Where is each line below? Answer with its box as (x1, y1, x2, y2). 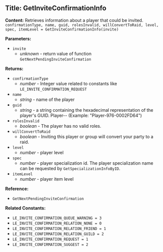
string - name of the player (19, 96, 75, 102)
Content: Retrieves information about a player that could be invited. (5, 17, 144, 23)
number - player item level (19, 176, 74, 182)
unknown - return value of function (19, 50, 92, 56)
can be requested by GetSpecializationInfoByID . (19, 165, 121, 171)
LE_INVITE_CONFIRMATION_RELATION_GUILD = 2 (12, 232, 104, 237)
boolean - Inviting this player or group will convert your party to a (19, 133, 154, 139)
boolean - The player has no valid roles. (19, 123, 102, 129)
